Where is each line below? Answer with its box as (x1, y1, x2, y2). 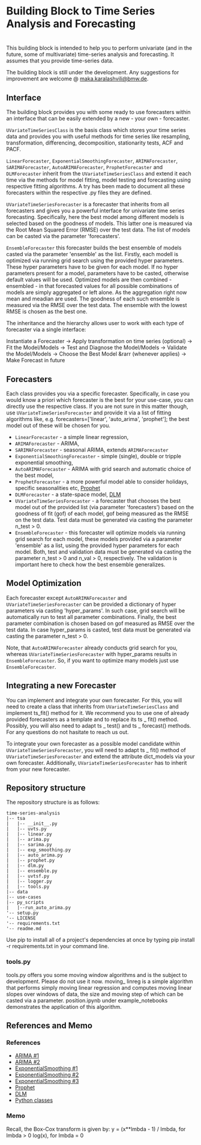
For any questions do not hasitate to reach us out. (6, 728, 129, 735)
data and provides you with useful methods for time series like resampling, (6, 133, 191, 140)
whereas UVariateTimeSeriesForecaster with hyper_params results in (6, 650, 177, 657)
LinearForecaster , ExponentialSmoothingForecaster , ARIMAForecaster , (6, 157, 178, 164)
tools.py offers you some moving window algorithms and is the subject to (6, 971, 187, 978)
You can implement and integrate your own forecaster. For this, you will (6, 696, 182, 704)
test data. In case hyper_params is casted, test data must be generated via (6, 626, 191, 633)
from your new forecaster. (6, 765, 71, 773)
